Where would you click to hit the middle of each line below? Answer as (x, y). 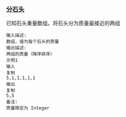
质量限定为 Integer (28, 108)
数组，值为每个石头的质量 (33, 42)
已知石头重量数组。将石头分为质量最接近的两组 (63, 23)
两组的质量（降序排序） (30, 54)
